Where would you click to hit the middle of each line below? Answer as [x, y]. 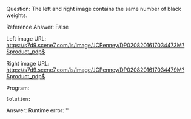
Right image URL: [28, 63]
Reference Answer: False [38, 27]
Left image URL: [26, 39]
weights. [17, 15]
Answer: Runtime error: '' [38, 110]
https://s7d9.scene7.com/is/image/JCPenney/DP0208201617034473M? [95, 45]
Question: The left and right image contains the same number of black [94, 9]
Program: [18, 88]
